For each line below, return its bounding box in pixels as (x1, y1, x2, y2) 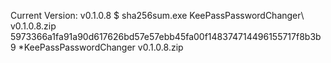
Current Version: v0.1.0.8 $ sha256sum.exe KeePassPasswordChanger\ (10, 10, 305, 21)
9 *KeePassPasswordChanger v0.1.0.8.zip (10, 41, 184, 53)
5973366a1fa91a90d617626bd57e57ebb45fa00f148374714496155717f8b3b (10, 31, 322, 42)
